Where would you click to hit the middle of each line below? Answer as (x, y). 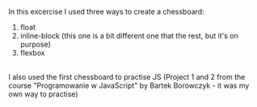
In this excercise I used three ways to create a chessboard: (106, 12)
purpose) (35, 44)
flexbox (33, 53)
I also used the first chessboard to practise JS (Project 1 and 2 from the (127, 77)
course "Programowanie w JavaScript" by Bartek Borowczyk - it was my (129, 85)
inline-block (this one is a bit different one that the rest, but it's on (129, 36)
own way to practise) (43, 94)
